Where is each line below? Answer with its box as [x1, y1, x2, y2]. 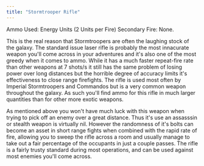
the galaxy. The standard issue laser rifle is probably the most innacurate [6, 44, 189, 51]
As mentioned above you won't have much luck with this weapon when [6, 107, 185, 114]
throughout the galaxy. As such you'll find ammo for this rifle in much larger [6, 89, 196, 96]
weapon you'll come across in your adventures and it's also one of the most [6, 50, 197, 58]
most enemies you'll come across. [6, 153, 93, 160]
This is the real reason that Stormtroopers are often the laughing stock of [6, 37, 189, 44]
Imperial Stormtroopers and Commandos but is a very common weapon [6, 83, 186, 90]
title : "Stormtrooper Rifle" [6, 9, 80, 15]
